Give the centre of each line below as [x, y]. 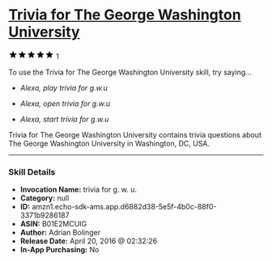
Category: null [45, 198]
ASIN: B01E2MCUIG [53, 224]
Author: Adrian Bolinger [60, 233]
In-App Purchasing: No [59, 250]
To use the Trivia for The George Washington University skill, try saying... [130, 72]
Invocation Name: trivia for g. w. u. [79, 190]
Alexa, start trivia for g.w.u [64, 119]
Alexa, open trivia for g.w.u [65, 104]
